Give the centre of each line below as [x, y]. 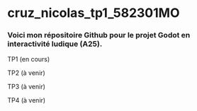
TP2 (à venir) [27, 73]
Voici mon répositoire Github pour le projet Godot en [99, 35]
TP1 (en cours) [29, 59]
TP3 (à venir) [27, 87]
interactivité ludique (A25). [55, 44]
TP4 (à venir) [27, 100]
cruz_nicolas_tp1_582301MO [94, 13]
